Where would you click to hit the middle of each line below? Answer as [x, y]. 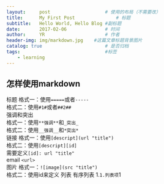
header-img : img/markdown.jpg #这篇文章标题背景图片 [74, 40]
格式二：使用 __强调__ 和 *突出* [43, 130]
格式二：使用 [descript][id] [42, 145]
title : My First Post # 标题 [69, 18]
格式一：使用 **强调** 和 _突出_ [43, 122]
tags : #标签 [62, 52]
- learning [31, 57]
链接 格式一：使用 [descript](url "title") [60, 138]
